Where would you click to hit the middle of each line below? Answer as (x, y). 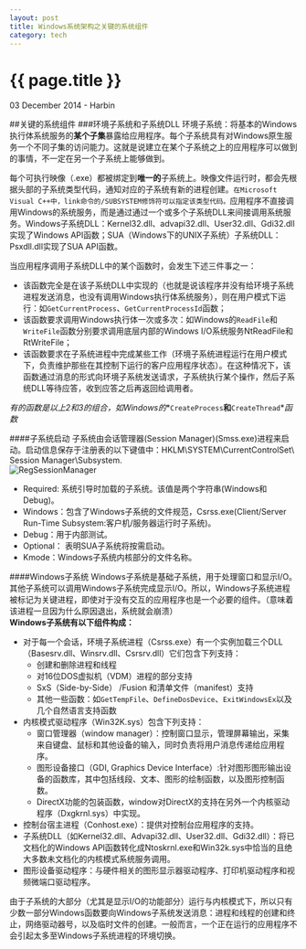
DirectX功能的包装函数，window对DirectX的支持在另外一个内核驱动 (163, 802)
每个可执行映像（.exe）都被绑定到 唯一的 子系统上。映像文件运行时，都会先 (149, 178)
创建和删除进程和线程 (76, 665)
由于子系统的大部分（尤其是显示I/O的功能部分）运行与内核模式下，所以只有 (151, 901)
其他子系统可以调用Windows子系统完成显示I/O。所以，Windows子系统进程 (150, 588)
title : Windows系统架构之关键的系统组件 (79, 27)
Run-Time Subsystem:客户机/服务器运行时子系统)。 (119, 523)
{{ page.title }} (66, 80)
